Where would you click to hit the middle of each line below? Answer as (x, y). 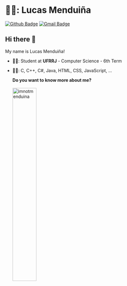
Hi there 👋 (21, 39)
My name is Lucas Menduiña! (35, 51)
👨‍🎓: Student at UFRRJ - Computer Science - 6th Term (67, 61)
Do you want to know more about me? (52, 80)
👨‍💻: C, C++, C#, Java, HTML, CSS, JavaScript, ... (62, 70)
